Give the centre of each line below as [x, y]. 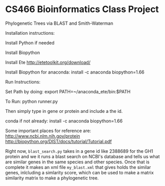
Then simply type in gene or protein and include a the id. [64, 111]
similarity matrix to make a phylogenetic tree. [52, 178]
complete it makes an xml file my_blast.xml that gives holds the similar [78, 167]
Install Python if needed [30, 43]
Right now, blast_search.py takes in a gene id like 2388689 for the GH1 [79, 151]
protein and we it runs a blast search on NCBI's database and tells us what [82, 156]
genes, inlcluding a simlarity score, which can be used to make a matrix [79, 172]
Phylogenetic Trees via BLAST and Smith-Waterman [59, 23]
